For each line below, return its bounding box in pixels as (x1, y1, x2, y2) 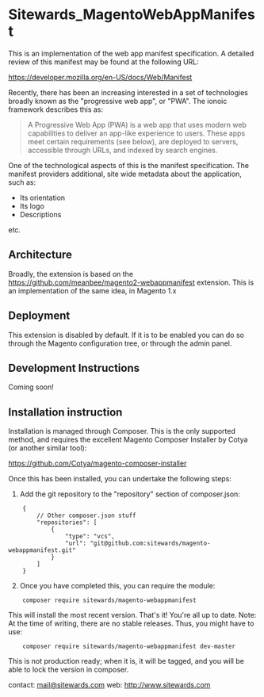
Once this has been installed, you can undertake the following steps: (8, 474, 232, 484)
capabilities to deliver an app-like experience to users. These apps (27, 128, 246, 138)
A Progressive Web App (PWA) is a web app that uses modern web (27, 120, 247, 129)
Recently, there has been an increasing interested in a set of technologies (8, 87, 248, 97)
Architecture (8, 248, 73, 262)
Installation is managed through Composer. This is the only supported (8, 427, 236, 436)
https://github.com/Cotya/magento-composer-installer (8, 458, 187, 469)
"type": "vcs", (64, 533, 115, 541)
